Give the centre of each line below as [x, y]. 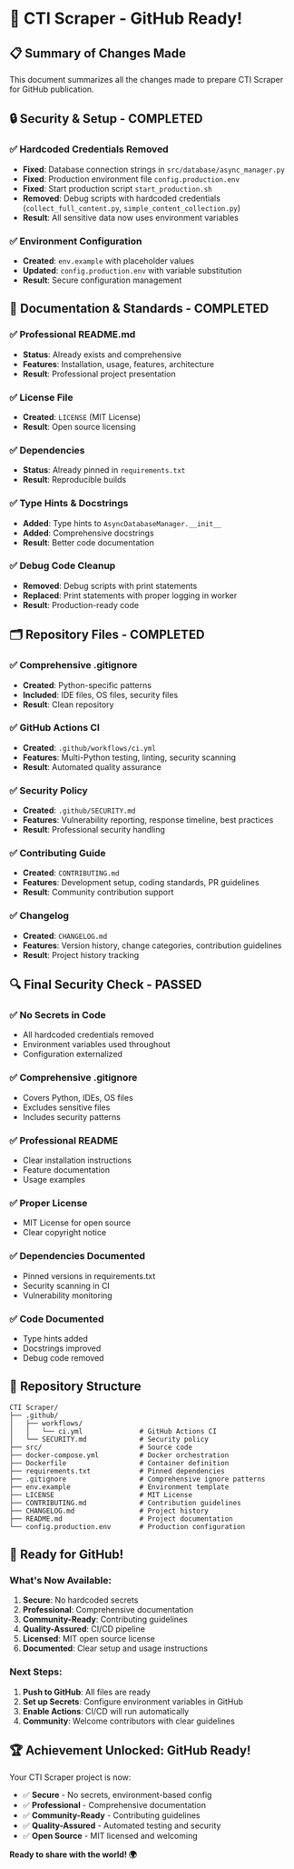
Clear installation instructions [77, 1160]
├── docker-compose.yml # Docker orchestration [119, 1455]
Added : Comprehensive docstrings [88, 533]
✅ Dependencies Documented [78, 1256]
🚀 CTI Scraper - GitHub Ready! [126, 19]
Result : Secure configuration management [102, 280]
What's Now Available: [60, 1581]
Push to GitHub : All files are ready [87, 1692]
